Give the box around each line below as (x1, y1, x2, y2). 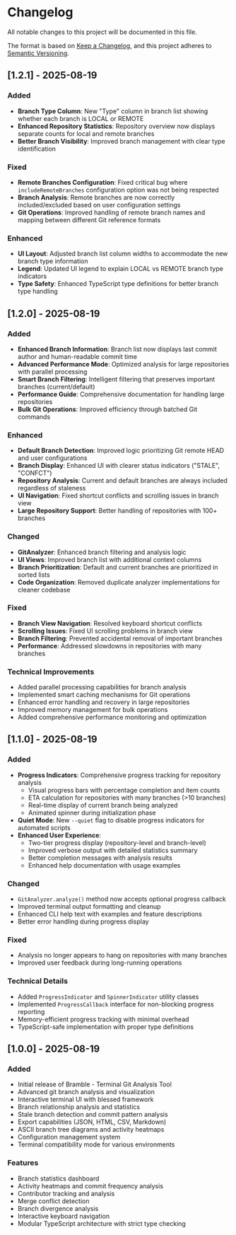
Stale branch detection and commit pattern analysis (17, 1110, 168, 1119)
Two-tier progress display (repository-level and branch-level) (28, 838, 206, 846)
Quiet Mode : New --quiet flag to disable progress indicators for (17, 815, 205, 825)
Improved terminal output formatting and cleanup (17, 902, 161, 911)
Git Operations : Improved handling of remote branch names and (17, 208, 206, 217)
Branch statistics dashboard (17, 1174, 100, 1183)
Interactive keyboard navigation (17, 1212, 110, 1220)
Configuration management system (17, 1133, 121, 1142)
